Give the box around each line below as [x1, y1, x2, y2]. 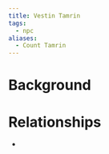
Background [8, 76, 91, 95]
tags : [8, 19, 26, 27]
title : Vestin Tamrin [8, 11, 81, 20]
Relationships [8, 113, 102, 131]
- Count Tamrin [15, 42, 67, 50]
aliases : [8, 34, 38, 43]
